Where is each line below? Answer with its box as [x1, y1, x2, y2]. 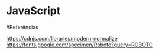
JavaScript [6, 4, 61, 18]
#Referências [6, 23, 38, 31]
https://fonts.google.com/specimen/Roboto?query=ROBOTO [6, 41, 154, 48]
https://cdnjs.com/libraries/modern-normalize [6, 35, 118, 42]
